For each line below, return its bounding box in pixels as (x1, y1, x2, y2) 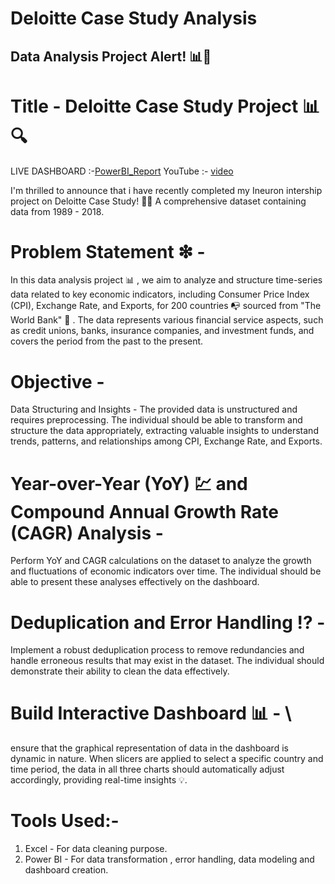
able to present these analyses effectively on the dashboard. (10, 576, 260, 588)
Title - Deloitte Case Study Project (10, 95, 299, 117)
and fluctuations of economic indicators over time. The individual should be (10, 565, 322, 577)
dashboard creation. (24, 864, 109, 876)
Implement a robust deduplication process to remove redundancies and (10, 644, 305, 656)
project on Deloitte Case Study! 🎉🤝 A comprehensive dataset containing (10, 195, 307, 207)
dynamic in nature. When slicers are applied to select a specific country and (10, 753, 324, 765)
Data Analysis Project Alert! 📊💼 (10, 48, 212, 65)
